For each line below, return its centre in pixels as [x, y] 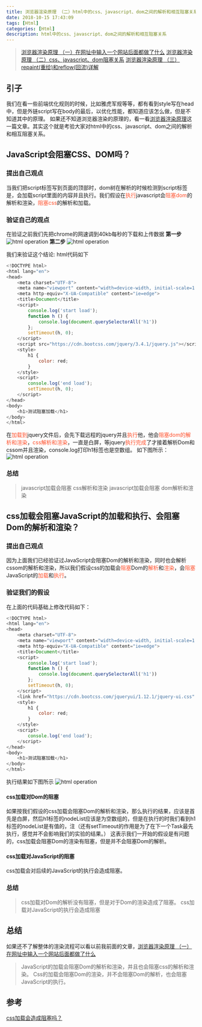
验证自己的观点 [28, 219]
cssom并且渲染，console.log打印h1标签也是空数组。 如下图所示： [87, 450]
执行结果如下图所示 [30, 782]
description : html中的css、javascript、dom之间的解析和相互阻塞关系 [87, 34]
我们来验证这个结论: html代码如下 [47, 254]
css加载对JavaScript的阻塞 [41, 856]
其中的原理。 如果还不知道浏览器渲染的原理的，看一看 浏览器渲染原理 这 [104, 119]
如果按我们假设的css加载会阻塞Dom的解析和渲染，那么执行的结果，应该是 [98, 811]
